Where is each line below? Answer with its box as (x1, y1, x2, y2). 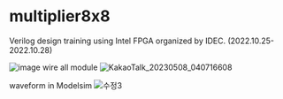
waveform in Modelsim (9, 80, 93, 90)
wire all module (42, 62, 98, 72)
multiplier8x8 (9, 6, 111, 27)
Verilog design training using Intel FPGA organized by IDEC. (9, 35, 226, 46)
